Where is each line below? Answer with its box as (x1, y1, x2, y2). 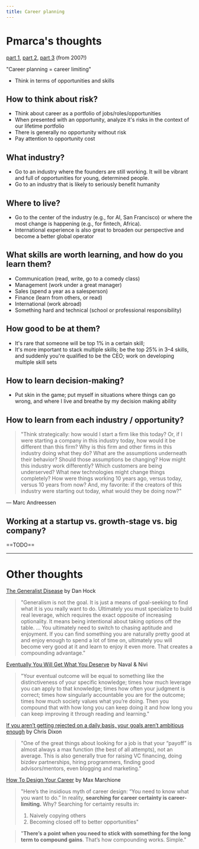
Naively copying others (29, 812, 86, 819)
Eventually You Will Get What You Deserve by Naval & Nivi (6, 661, 148, 668)
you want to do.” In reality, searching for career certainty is (20, 794, 168, 801)
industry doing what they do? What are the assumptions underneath (20, 450, 187, 457)
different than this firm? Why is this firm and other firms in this (20, 443, 172, 450)
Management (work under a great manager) (14, 281, 123, 288)
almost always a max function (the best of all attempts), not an (20, 746, 173, 753)
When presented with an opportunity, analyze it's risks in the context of (14, 116, 190, 124)
